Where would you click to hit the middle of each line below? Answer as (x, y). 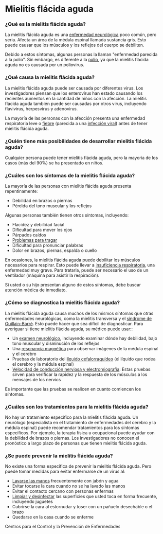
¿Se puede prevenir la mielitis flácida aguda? (59, 456)
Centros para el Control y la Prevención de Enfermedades (63, 527)
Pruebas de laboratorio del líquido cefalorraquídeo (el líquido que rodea (84, 359)
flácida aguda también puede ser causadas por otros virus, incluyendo (76, 104)
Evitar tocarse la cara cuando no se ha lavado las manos (69, 486)
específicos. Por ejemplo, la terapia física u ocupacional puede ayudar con (80, 433)
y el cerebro (24, 354)
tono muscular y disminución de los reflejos (56, 343)
